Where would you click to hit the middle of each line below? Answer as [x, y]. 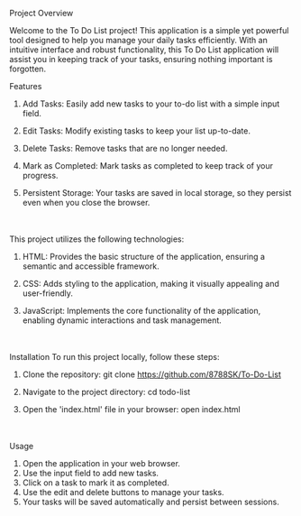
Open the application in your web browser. [101, 463]
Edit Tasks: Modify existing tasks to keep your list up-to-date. [136, 131]
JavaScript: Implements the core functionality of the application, [141, 311]
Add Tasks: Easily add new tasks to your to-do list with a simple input [151, 104]
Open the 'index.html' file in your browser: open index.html [131, 409]
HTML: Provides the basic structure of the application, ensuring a [144, 257]
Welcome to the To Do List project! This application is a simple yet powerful [149, 30]
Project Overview [41, 13]
